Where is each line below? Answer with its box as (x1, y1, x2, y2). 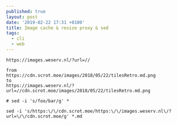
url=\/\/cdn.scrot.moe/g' (6, 113, 69, 119)
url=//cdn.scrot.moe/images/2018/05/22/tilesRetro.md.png (6, 88, 151, 93)
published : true (6, 8, 46, 15)
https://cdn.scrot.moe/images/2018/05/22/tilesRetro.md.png (6, 72, 156, 78)
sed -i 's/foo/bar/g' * (11, 98, 69, 104)
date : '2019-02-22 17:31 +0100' (6, 19, 85, 25)
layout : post (6, 14, 38, 20)
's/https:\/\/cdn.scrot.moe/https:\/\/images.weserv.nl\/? (24, 108, 172, 114)
